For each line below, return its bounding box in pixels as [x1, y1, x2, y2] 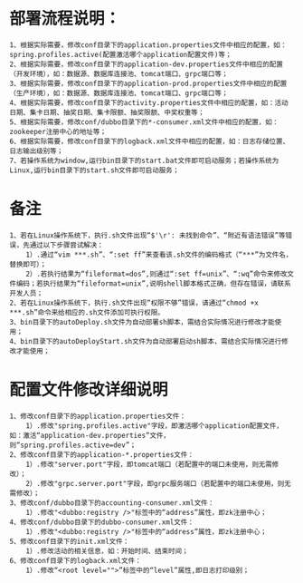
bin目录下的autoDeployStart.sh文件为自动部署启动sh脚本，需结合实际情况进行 [20, 336, 282, 345]
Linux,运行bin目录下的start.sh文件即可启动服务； [9, 165, 180, 175]
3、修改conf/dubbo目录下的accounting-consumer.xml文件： [9, 498, 215, 508]
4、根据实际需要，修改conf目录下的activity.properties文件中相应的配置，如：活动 [9, 98, 289, 107]
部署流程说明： [9, 8, 121, 29]
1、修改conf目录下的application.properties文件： [9, 412, 187, 421]
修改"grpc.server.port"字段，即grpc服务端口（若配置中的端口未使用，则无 [40, 479, 291, 488]
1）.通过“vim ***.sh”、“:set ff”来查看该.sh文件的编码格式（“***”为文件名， [25, 250, 293, 259]
